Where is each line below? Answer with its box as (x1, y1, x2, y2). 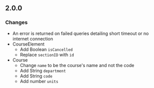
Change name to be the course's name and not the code (20, 62, 134, 68)
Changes (5, 19, 28, 26)
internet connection (12, 35, 54, 41)
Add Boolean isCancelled (20, 46, 73, 52)
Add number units (20, 78, 59, 84)
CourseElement (12, 41, 45, 47)
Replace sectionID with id (20, 51, 74, 57)
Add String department (20, 67, 66, 73)
